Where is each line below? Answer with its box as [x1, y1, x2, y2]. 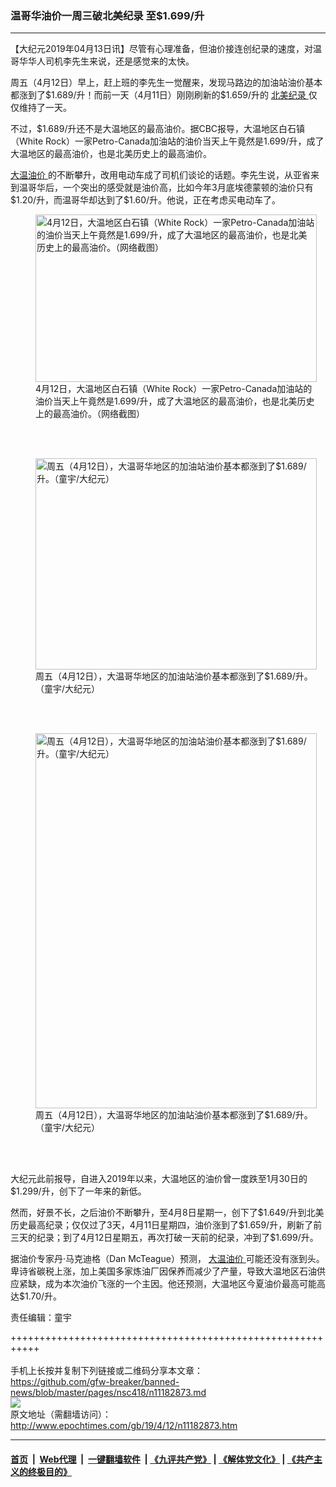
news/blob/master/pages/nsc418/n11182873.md [10, 1387, 207, 1399]
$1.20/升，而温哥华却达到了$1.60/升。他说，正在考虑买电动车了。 [10, 194, 282, 206]
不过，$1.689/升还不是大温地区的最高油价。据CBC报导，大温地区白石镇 [10, 123, 306, 135]
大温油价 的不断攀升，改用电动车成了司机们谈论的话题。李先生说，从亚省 [10, 169, 311, 181]
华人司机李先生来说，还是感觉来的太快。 [27, 55, 195, 67]
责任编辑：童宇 [10, 1312, 72, 1324]
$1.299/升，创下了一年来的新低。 [10, 1185, 147, 1197]
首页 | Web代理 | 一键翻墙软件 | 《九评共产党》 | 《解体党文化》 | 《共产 [10, 1453, 314, 1465]
